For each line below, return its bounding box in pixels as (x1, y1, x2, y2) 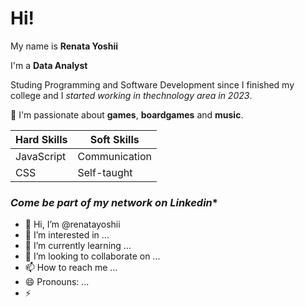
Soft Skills (89, 132, 140, 146)
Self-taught (77, 165, 133, 179)
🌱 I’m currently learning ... (24, 240, 132, 252)
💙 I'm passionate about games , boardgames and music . (10, 108, 244, 121)
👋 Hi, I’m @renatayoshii (24, 218, 121, 231)
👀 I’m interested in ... (24, 229, 110, 241)
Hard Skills (15, 132, 68, 146)
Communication (77, 149, 153, 163)
